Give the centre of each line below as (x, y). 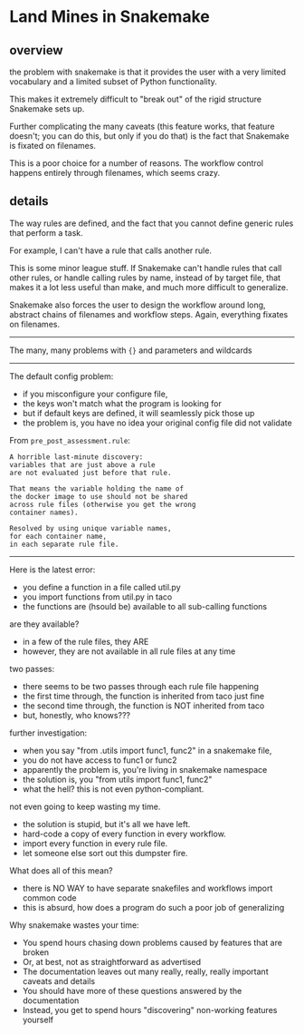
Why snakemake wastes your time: (74, 925)
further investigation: (48, 733)
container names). (44, 512)
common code (49, 897)
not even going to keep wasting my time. (85, 806)
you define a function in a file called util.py (101, 587)
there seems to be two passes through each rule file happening (141, 686)
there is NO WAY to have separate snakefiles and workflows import (147, 888)
